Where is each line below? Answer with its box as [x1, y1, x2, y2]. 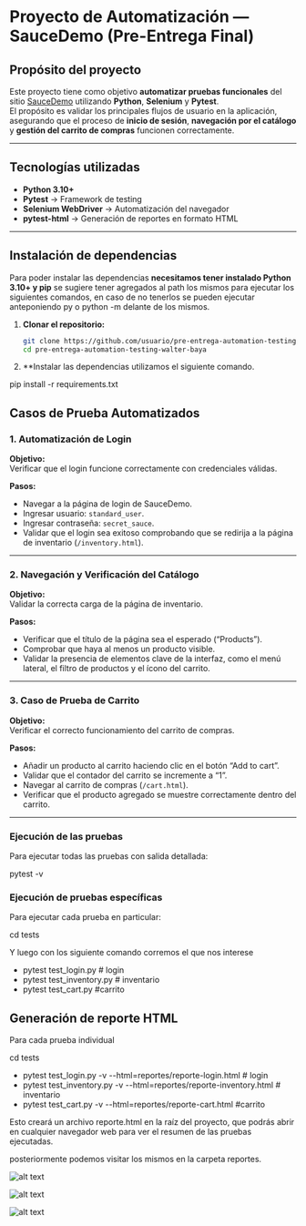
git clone [22, 336, 61, 345]
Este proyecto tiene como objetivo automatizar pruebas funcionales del [9, 87, 282, 97]
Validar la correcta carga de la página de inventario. [9, 598, 203, 609]
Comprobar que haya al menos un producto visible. [22, 644, 216, 655]
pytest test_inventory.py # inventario [22, 975, 160, 986]
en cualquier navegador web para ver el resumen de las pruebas [9, 1127, 252, 1138]
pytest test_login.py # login [22, 965, 125, 976]
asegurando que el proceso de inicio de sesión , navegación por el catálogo [9, 116, 297, 126]
